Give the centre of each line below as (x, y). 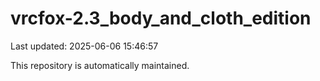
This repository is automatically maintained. (100, 65)
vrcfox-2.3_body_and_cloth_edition (161, 18)
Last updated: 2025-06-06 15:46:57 (84, 46)
